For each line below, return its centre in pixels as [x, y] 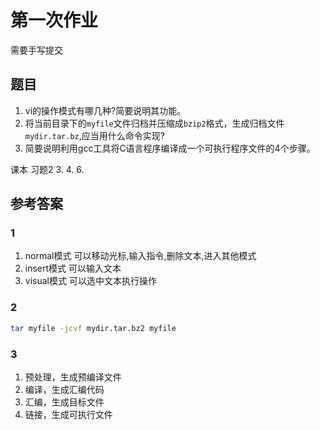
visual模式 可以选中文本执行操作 [90, 281]
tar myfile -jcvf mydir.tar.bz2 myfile [93, 328]
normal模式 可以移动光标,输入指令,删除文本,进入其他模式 [140, 256]
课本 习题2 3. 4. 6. [47, 169]
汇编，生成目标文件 [64, 402]
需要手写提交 [36, 50]
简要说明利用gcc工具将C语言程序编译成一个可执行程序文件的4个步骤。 [170, 148]
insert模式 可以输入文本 [73, 268]
